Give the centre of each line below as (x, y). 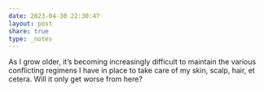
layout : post (31, 24)
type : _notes (31, 39)
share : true (29, 31)
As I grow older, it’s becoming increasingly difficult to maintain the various (132, 62)
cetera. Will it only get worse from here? (75, 79)
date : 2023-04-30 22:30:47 (54, 16)
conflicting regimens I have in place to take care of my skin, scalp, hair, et (132, 71)
